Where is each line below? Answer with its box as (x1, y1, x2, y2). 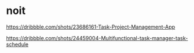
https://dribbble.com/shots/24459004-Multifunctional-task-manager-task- (6, 34, 188, 41)
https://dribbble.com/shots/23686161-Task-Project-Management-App (6, 23, 176, 30)
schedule (6, 41, 29, 48)
